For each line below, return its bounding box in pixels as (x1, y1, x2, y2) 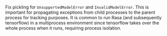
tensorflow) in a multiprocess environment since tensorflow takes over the (5, 20, 159, 26)
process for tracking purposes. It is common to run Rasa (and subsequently (5, 15, 162, 20)
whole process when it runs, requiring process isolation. (5, 25, 122, 31)
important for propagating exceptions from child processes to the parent (5, 9, 155, 15)
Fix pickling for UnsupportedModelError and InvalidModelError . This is (5, 4, 149, 10)
